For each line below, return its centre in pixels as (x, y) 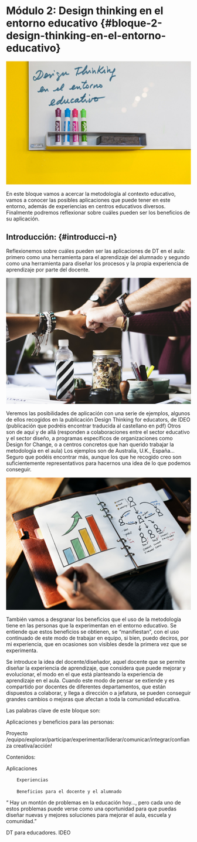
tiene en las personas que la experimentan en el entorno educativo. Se (91, 625)
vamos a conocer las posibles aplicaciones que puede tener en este (88, 200)
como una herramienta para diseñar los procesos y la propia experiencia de (97, 264)
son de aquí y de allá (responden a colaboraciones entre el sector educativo (98, 432)
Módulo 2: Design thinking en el (85, 11)
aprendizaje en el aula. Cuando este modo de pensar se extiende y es (90, 680)
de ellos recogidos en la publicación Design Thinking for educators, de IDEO (98, 419)
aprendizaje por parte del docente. (48, 270)
